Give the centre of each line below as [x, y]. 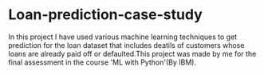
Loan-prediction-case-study [105, 15]
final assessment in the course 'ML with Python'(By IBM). [102, 62]
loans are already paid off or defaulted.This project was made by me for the [132, 53]
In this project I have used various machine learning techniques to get [123, 37]
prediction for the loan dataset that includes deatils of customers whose [126, 45]
